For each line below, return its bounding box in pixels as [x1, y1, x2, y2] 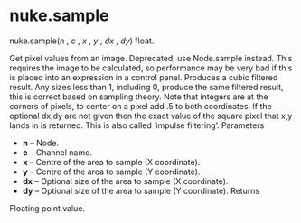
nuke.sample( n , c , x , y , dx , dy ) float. [9, 35, 155, 46]
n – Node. [22, 137, 60, 148]
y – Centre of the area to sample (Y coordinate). [22, 166, 201, 177]
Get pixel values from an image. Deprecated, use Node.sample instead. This [9, 52, 293, 63]
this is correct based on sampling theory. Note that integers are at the [9, 91, 268, 102]
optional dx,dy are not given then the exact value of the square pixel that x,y [9, 110, 293, 121]
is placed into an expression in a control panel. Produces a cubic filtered [9, 71, 278, 82]
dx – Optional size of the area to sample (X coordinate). [22, 175, 229, 186]
